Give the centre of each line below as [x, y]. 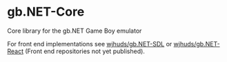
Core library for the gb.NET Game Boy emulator [75, 31]
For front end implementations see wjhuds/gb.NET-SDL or [90, 44]
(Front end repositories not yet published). [85, 51]
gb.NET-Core [46, 12]
